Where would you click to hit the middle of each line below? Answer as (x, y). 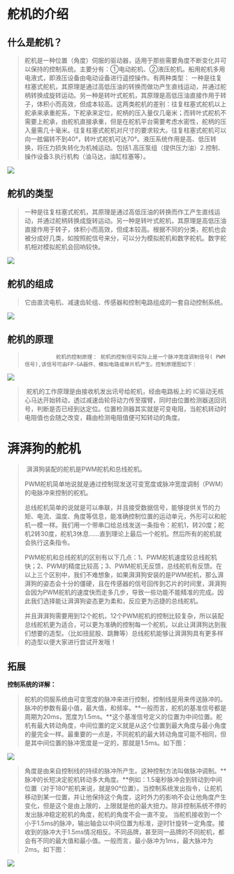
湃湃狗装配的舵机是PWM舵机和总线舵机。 (86, 469)
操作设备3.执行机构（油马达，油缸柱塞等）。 (87, 156)
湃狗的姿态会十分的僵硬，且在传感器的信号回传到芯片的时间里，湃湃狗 (125, 583)
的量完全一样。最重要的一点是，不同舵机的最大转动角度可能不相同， (122, 734)
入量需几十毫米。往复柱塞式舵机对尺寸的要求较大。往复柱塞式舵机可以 (125, 130)
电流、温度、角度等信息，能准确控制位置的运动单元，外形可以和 (129, 516)
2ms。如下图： (46, 850)
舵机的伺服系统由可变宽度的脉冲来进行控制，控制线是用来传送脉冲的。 (125, 699)
